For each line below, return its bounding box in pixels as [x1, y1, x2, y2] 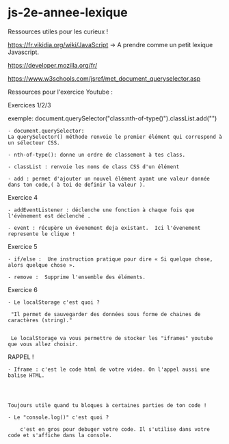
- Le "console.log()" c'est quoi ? [8, 414, 109, 421]
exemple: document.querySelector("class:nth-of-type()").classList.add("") [8, 114, 217, 122]
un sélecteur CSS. [8, 139, 60, 146]
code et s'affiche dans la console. [8, 432, 112, 439]
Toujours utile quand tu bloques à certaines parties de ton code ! [8, 402, 207, 408]
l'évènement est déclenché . [8, 212, 91, 220]
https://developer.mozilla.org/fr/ [8, 61, 98, 69]
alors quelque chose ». [8, 261, 76, 268]
